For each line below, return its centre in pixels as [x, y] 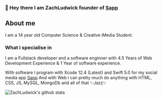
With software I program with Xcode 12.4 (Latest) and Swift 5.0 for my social [81, 72]
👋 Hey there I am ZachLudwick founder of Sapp [62, 8]
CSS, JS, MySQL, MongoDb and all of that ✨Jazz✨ [56, 83]
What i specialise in [28, 47]
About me [20, 23]
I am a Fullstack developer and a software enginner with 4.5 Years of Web [79, 58]
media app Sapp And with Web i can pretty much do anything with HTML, [78, 78]
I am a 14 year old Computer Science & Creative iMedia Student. [69, 35]
